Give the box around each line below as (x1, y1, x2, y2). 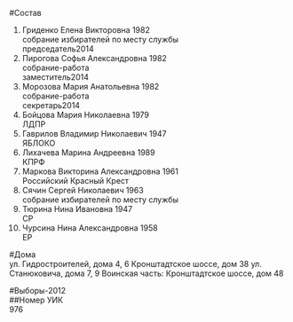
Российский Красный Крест (21, 176, 130, 185)
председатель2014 (21, 43, 95, 54)
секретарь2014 (21, 100, 81, 110)
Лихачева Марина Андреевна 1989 (21, 147, 155, 158)
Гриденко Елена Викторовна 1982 (21, 25, 151, 35)
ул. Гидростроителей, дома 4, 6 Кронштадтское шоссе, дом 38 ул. (9, 259, 262, 269)
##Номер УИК (9, 295, 64, 305)
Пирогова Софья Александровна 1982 (21, 53, 167, 63)
